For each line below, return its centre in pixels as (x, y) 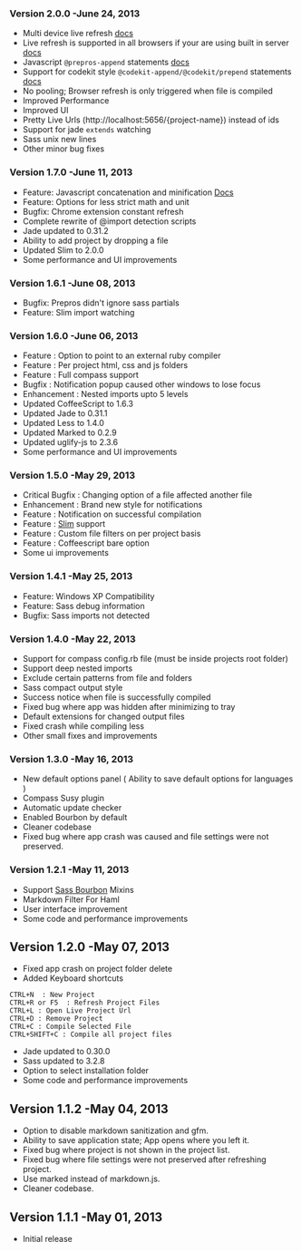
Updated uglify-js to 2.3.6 (70, 442)
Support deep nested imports (78, 668)
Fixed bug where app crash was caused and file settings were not (146, 837)
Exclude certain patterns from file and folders (107, 678)
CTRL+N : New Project (52, 995)
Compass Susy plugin (63, 798)
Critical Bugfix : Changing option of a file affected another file (137, 495)
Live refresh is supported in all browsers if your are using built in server (156, 43)
